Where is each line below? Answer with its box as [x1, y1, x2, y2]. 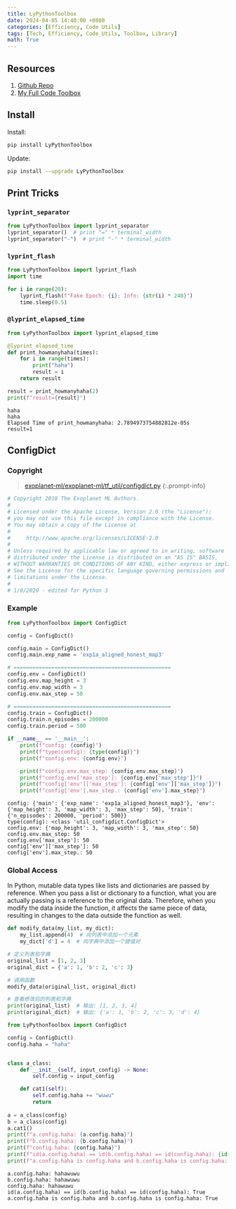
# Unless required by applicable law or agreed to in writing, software [7, 547, 225, 555]
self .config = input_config [32, 1072, 114, 1080]
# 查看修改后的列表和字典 [7, 996, 72, 1003]
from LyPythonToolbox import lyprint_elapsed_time [7, 329, 159, 336]
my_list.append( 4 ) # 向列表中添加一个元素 [20, 932, 138, 939]
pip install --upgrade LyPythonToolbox [7, 167, 124, 175]
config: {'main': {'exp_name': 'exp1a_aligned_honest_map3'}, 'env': [7, 800, 216, 807]
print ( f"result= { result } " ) [7, 394, 86, 401]
